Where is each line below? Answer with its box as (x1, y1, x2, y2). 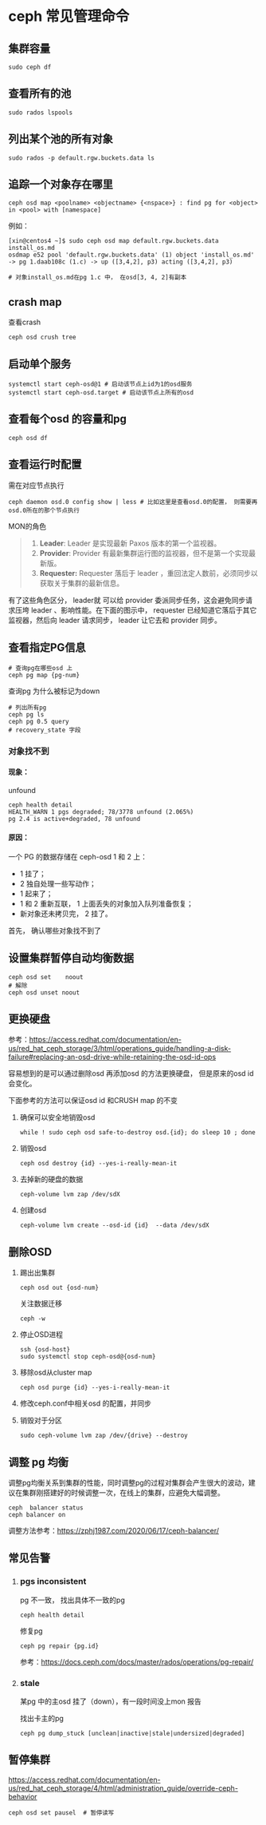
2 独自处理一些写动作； (19, 879, 97, 888)
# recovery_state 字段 (8, 726, 81, 734)
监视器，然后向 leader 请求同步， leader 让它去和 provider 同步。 (8, 615, 221, 625)
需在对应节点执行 (8, 480, 65, 490)
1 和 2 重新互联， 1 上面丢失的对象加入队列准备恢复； (19, 899, 194, 908)
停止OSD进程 (19, 1330, 64, 1339)
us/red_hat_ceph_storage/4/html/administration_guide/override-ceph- (8, 1783, 239, 1793)
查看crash (8, 317, 41, 327)
